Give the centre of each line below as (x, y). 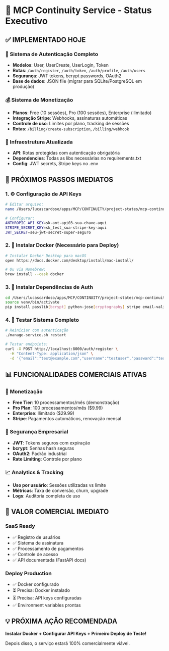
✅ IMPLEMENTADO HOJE (46, 40)
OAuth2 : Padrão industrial (39, 454)
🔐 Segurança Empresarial (37, 432)
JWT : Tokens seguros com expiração (51, 443)
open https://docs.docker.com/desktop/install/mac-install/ (70, 260)
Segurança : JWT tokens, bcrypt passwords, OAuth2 (67, 76)
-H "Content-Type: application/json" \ (52, 354)
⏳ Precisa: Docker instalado (41, 590)
